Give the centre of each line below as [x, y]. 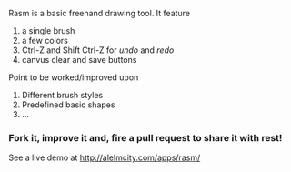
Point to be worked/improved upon [74, 77]
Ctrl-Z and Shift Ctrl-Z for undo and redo [98, 50]
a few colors [45, 40]
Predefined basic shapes [68, 105]
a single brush [48, 30]
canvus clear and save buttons [79, 60]
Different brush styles [62, 95]
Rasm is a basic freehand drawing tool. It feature [100, 13]
